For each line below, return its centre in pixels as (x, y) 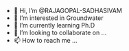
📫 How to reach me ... (45, 40)
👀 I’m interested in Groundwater (59, 18)
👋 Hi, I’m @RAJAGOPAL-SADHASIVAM (68, 11)
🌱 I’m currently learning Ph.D (54, 25)
